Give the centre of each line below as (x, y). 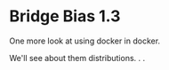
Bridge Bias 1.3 (65, 16)
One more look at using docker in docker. (85, 41)
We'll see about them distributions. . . (77, 58)
